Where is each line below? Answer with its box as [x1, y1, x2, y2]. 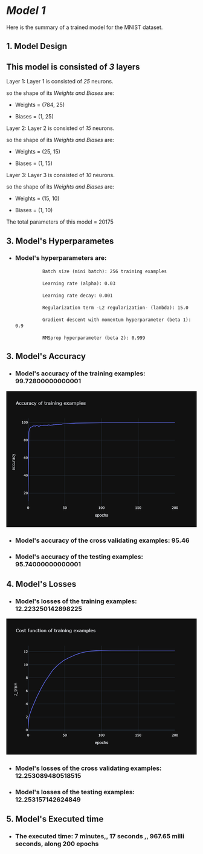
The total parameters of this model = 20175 [6, 218, 114, 225]
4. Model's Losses [6, 578, 77, 589]
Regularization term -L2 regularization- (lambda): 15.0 [42, 305, 188, 311]
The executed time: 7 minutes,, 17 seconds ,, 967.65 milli [14, 832, 184, 841]
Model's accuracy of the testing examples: [14, 552, 144, 561]
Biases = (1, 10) [14, 207, 53, 214]
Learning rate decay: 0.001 [42, 293, 113, 299]
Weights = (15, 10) [14, 195, 60, 202]
